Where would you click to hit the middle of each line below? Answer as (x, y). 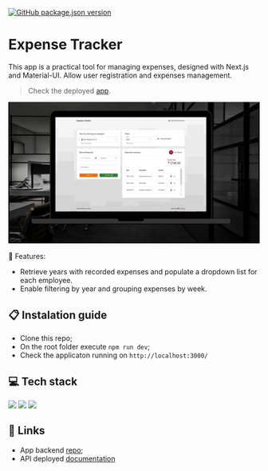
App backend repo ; (51, 450)
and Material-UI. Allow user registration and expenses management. (120, 75)
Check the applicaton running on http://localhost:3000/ (114, 355)
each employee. (46, 281)
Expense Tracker (65, 45)
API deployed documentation (67, 458)
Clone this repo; (46, 338)
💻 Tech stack (43, 381)
